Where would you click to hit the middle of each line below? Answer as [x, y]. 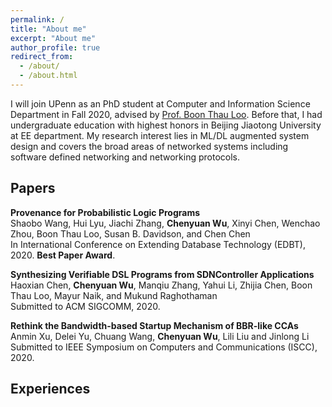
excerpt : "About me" [53, 38]
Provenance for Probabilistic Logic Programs [105, 212]
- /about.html [48, 76]
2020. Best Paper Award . [63, 255]
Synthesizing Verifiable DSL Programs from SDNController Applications [162, 274]
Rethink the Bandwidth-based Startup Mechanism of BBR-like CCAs [154, 325]
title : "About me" [48, 29]
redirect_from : [42, 57]
